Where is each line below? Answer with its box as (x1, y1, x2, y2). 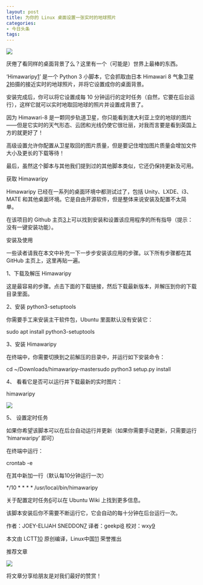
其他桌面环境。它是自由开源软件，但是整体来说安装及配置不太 (27, 196, 181, 203)
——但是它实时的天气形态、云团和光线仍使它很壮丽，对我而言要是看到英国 (6, 122, 192, 129)
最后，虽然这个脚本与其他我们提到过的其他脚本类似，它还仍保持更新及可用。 (6, 162, 197, 170)
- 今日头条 (6, 25, 30, 32)
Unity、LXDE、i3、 (144, 188, 192, 196)
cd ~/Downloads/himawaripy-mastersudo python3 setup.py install (6, 366, 171, 373)
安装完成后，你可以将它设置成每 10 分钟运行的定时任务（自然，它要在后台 (6, 93, 190, 101)
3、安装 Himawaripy (6, 340, 57, 348)
